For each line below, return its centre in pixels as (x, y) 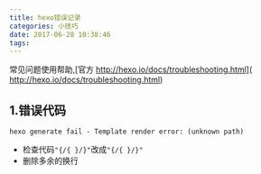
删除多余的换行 (50, 161)
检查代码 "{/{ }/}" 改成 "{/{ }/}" (83, 150)
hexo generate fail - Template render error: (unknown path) (127, 132)
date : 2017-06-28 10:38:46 (60, 34)
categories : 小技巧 (44, 26)
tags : (19, 43)
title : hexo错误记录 (45, 18)
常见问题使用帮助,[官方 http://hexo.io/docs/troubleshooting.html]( (131, 69)
